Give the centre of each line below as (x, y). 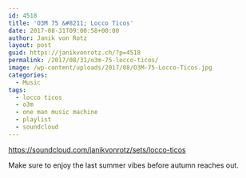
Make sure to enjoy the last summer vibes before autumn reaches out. (124, 165)
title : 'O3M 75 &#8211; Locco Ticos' (71, 23)
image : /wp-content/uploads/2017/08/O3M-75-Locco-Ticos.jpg (111, 68)
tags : (17, 90)
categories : (28, 75)
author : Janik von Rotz (48, 38)
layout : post (30, 45)
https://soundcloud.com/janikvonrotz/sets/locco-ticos (97, 149)
